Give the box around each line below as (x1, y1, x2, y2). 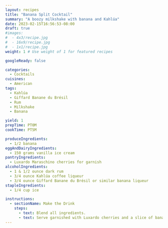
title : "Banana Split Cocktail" (5, 12, 72, 17)
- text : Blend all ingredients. (18, 210, 86, 215)
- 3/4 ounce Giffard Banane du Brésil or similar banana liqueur (9, 178, 149, 183)
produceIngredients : (5, 136, 48, 141)
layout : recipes (5, 7, 39, 12)
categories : (5, 67, 30, 72)
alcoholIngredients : (5, 164, 48, 169)
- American (9, 81, 32, 86)
